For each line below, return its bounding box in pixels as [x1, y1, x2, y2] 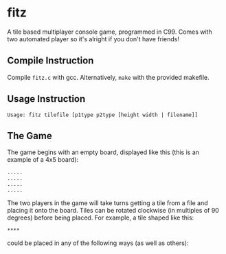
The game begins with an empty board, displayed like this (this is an [7, 148, 200, 156]
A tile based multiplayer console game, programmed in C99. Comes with [7, 28, 212, 36]
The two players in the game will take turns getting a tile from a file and [7, 199, 208, 207]
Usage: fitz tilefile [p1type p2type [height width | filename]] [7, 112, 198, 118]
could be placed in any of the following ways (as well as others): [7, 239, 189, 247]
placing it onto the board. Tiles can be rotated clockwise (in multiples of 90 [7, 207, 220, 215]
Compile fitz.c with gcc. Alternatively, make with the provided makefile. [7, 73, 210, 81]
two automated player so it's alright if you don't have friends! [7, 34, 180, 43]
